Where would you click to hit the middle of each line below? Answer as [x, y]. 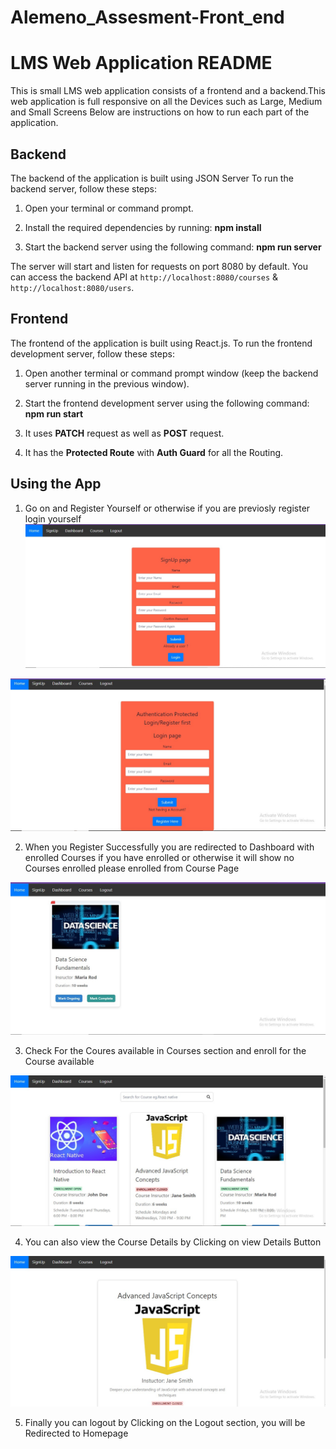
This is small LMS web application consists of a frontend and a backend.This [168, 91]
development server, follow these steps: [92, 353]
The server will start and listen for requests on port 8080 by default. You [159, 266]
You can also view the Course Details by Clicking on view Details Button [173, 1242]
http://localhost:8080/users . [72, 287]
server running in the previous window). [107, 383]
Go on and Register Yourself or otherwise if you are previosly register [167, 508]
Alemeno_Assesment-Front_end [147, 17]
